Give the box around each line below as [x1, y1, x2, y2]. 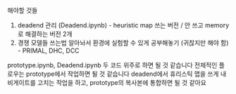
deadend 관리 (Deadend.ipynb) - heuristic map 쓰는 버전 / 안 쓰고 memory [17, 21, 230, 29]
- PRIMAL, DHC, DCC [17, 46, 80, 55]
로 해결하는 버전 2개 [17, 30, 73, 38]
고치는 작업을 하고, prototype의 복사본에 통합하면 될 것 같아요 [37, 79, 206, 86]
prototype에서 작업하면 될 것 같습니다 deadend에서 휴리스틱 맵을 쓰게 [25, 69, 220, 78]
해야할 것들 [7, 6, 38, 14]
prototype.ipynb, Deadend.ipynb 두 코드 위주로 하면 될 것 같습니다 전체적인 [7, 61, 218, 69]
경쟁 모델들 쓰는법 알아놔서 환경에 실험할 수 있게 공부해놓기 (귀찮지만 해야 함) [17, 39, 229, 47]
